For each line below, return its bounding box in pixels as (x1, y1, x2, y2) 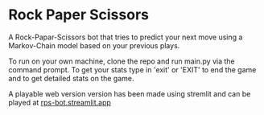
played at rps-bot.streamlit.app (8, 97, 111, 107)
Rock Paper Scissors (8, 6, 149, 24)
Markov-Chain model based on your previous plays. (8, 40, 180, 50)
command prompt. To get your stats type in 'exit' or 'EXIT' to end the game (8, 64, 257, 74)
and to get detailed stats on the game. (8, 73, 134, 83)
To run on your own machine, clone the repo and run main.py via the (8, 56, 235, 66)
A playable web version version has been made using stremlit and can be (8, 88, 251, 98)
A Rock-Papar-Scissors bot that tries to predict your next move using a (8, 32, 243, 42)
